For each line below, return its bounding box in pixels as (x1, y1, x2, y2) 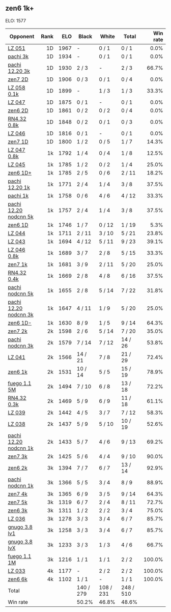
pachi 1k (8, 192, 29, 199)
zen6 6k (8, 575, 28, 582)
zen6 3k (8, 507, 28, 514)
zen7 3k (8, 453, 28, 460)
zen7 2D (8, 76, 28, 83)
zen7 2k (8, 328, 28, 335)
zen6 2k (8, 464, 28, 471)
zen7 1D (8, 138, 28, 145)
